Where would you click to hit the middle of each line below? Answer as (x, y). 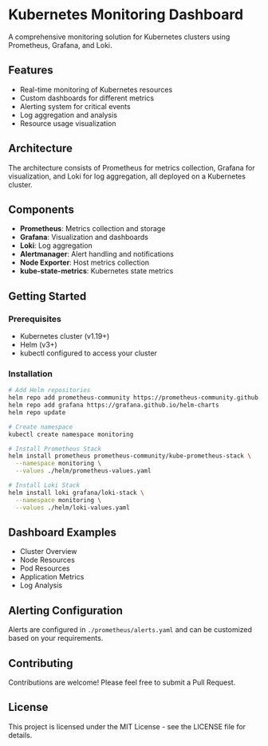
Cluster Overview (48, 552)
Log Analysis (41, 585)
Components (41, 209)
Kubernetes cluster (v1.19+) (65, 336)
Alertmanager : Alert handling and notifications (97, 254)
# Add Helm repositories (49, 391)
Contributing (41, 663)
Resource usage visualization (68, 123)
